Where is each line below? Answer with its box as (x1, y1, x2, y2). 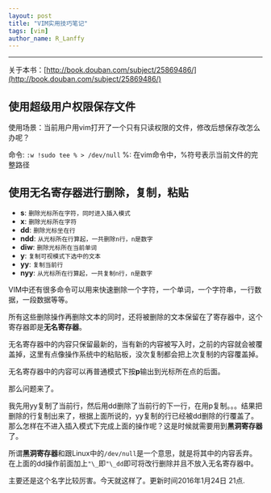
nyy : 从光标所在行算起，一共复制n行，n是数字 (19, 268, 153, 277)
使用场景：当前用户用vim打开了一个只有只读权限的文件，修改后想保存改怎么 (8, 123, 261, 133)
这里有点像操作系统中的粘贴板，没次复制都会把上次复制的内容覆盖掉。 (29, 349, 263, 359)
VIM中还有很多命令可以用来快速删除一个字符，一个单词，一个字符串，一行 (8, 284, 256, 294)
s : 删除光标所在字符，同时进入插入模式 (19, 208, 131, 217)
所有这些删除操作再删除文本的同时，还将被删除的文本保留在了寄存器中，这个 (8, 312, 263, 322)
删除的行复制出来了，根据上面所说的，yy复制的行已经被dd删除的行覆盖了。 (8, 411, 258, 420)
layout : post (8, 11, 52, 20)
